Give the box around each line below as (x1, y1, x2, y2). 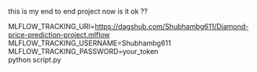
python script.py (8, 55, 61, 64)
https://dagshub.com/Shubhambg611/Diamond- (94, 22, 249, 31)
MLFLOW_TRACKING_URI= (8, 22, 96, 31)
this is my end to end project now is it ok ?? (8, 7, 148, 16)
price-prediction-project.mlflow (8, 31, 110, 39)
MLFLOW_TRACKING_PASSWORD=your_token (8, 47, 159, 56)
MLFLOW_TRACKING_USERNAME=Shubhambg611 (8, 38, 171, 48)
